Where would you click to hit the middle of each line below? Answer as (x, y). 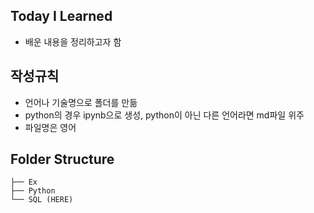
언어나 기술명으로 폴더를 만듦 (81, 102)
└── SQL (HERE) (42, 200)
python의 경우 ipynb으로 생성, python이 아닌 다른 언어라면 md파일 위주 (164, 115)
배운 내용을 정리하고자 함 (73, 41)
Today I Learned (61, 16)
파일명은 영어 (50, 127)
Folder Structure (62, 159)
